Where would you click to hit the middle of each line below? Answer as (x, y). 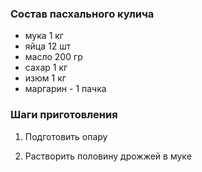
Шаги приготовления (64, 115)
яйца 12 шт (48, 46)
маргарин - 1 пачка (65, 89)
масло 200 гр (53, 57)
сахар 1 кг (46, 68)
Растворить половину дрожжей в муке (108, 156)
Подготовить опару (66, 136)
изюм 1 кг (45, 78)
